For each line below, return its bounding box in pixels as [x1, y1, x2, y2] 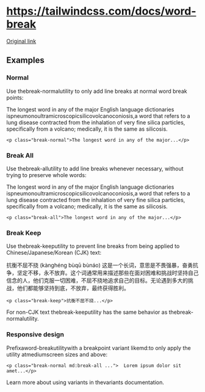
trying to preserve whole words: [6, 171, 87, 178]
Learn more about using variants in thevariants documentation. [6, 379, 165, 386]
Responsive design [6, 330, 64, 339]
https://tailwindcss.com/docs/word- [6, 4, 196, 18]
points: [6, 93, 24, 101]
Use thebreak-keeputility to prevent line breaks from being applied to [6, 242, 180, 250]
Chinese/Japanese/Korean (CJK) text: [6, 249, 102, 256]
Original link [6, 37, 37, 45]
